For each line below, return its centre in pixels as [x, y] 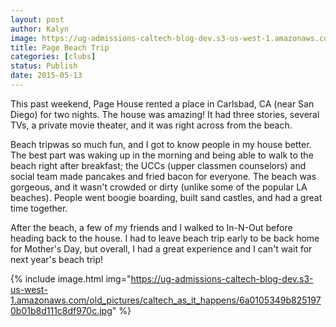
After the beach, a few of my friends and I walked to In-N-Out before [151, 227]
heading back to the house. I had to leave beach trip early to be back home [165, 238]
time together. [39, 208]
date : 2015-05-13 [46, 76]
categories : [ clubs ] [53, 57]
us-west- [29, 289]
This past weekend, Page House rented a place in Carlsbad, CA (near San [162, 103]
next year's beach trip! [57, 259]
